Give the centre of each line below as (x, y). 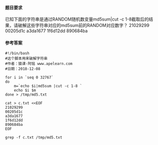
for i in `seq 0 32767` (29, 78)
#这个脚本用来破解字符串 (26, 59)
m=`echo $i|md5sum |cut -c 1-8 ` (48, 86)
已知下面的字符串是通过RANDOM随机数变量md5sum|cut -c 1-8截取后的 (77, 19)
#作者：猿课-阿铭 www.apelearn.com (39, 64)
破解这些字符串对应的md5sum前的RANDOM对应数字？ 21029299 (84, 25)
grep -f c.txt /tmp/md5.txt (34, 138)
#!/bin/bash (17, 53)
